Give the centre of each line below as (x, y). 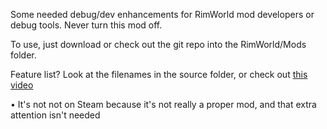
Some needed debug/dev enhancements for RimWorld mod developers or (162, 14)
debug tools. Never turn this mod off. (86, 25)
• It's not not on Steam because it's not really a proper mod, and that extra (163, 104)
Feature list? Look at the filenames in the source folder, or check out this (159, 74)
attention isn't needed (55, 115)
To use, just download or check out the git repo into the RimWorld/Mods (158, 44)
